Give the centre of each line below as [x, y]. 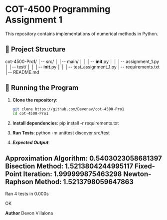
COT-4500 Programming [58, 9]
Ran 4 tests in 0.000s [27, 194]
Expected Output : [31, 142]
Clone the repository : [35, 100]
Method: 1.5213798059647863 [84, 182]
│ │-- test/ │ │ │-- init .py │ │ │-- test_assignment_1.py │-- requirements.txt [82, 66]
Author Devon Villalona [29, 213]
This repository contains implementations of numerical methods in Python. [82, 33]
